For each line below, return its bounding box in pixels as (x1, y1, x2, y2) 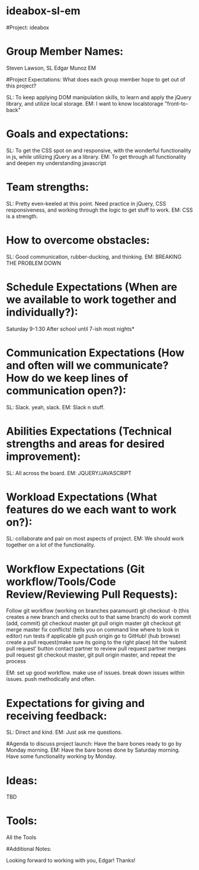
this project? (6, 82, 37, 89)
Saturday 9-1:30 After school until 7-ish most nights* (6, 325, 135, 332)
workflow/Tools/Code (6, 575, 117, 588)
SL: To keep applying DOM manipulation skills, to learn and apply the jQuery (6, 93, 192, 100)
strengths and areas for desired (6, 437, 165, 450)
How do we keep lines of (6, 371, 129, 385)
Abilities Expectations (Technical (6, 424, 172, 438)
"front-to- (165, 100, 188, 107)
